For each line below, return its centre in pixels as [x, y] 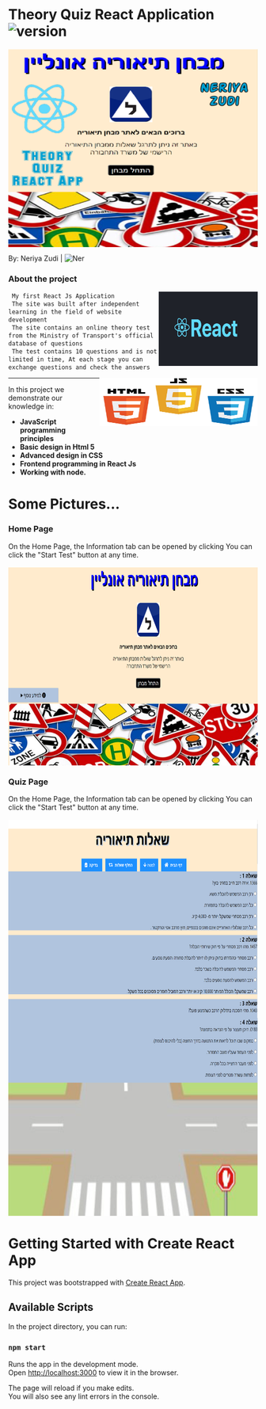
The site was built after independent [76, 304]
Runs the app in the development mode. [73, 1365]
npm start [27, 1347]
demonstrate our [36, 398]
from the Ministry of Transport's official [81, 336]
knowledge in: [31, 406]
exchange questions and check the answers [79, 367]
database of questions [46, 344]
